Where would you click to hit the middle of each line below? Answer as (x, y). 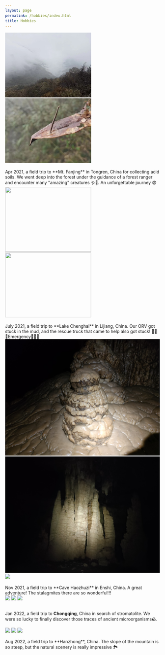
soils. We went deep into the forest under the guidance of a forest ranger (79, 177)
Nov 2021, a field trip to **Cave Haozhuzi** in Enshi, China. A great (74, 588)
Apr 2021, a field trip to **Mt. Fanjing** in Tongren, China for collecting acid (82, 172)
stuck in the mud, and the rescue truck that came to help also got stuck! (78, 331)
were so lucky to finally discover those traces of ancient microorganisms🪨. (81, 619)
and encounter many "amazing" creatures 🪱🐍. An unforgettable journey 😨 (81, 183)
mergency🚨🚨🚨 (22, 337)
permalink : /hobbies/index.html (38, 16)
